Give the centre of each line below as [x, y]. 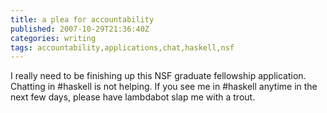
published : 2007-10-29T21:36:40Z [80, 29]
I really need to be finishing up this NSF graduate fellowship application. [158, 76]
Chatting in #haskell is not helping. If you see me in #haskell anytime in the [164, 87]
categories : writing [53, 38]
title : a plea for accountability [82, 19]
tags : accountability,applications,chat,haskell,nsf [122, 47]
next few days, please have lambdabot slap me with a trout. [133, 97]
